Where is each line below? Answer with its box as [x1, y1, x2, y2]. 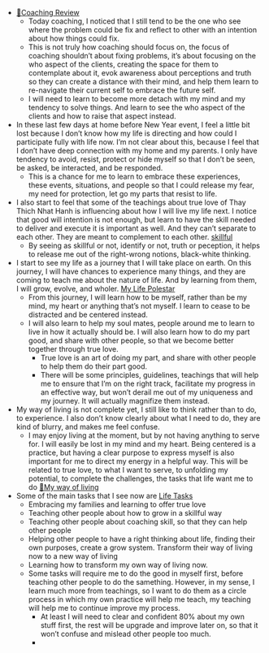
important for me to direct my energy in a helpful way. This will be [28, 456, 249, 466]
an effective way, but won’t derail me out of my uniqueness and [40, 387, 254, 397]
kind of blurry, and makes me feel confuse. [15, 422, 160, 431]
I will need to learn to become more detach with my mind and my [28, 94, 246, 103]
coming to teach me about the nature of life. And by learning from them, [15, 275, 258, 284]
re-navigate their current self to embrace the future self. [28, 85, 216, 95]
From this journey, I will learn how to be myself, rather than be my [28, 292, 248, 302]
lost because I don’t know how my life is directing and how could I [15, 128, 237, 138]
